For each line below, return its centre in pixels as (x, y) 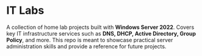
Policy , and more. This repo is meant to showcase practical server (90, 40)
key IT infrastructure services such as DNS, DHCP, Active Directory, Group (101, 33)
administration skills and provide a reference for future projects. (86, 46)
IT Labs (25, 11)
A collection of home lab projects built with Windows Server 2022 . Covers (100, 27)
